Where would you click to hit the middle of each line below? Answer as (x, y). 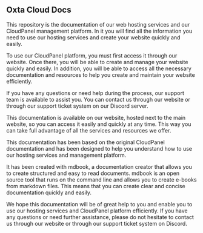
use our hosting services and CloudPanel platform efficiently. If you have (97, 211)
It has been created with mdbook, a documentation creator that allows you (99, 166)
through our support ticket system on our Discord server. (77, 106)
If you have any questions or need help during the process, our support (95, 93)
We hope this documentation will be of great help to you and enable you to (99, 204)
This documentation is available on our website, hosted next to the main (96, 117)
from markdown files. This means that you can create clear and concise (96, 186)
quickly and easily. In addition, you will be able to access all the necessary (99, 68)
